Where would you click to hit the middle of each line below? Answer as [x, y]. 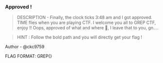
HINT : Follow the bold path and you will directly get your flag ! [80, 37]
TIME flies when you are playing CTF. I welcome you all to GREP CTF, [86, 22]
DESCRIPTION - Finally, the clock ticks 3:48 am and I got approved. [84, 18]
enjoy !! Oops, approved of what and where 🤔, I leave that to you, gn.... [88, 28]
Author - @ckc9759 [25, 47]
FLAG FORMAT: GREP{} [29, 56]
